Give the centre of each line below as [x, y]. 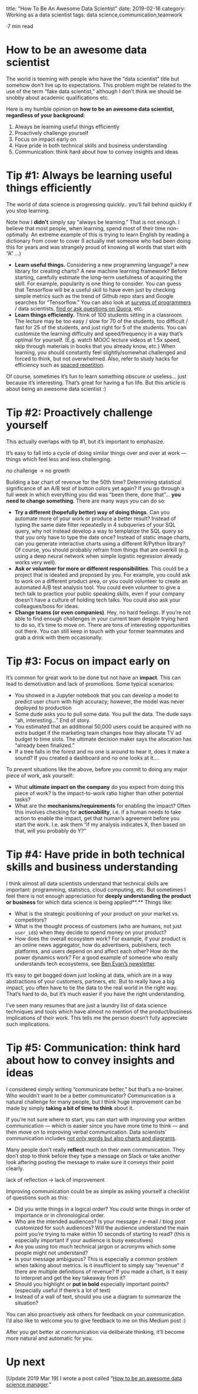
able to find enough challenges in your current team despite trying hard [101, 619]
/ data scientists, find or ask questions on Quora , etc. [79, 308]
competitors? [31, 920]
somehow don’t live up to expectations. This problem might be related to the [99, 85]
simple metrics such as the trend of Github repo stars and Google [94, 296]
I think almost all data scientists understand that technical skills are [87, 883]
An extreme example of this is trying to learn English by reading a [110, 234]
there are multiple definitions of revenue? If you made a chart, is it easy [101, 1271]
